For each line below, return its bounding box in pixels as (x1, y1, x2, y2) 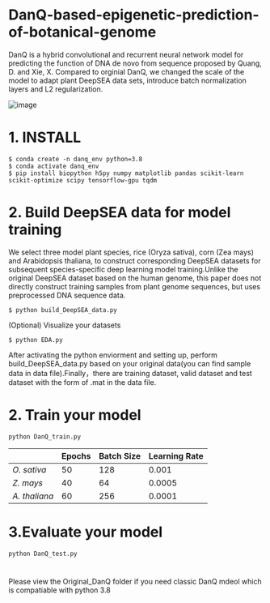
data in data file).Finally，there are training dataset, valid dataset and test (8, 368, 252, 378)
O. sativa (12, 464, 47, 475)
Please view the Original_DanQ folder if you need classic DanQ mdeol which (8, 576, 262, 586)
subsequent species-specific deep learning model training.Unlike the (8, 264, 238, 274)
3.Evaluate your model (8, 523, 163, 541)
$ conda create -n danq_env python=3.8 (8, 155, 143, 163)
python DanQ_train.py (8, 432, 82, 441)
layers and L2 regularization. (8, 83, 103, 94)
